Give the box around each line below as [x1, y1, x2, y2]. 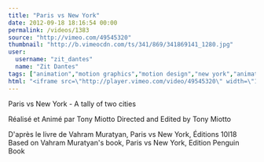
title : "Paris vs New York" [8, 11, 101, 20]
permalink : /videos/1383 [8, 26, 90, 34]
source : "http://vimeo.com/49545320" [8, 33, 132, 42]
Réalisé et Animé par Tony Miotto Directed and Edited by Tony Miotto [8, 114, 232, 123]
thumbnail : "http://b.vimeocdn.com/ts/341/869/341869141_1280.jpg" [8, 41, 234, 49]
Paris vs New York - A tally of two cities [8, 99, 136, 109]
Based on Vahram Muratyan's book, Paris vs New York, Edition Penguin [8, 138, 240, 147]
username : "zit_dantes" [15, 56, 93, 64]
